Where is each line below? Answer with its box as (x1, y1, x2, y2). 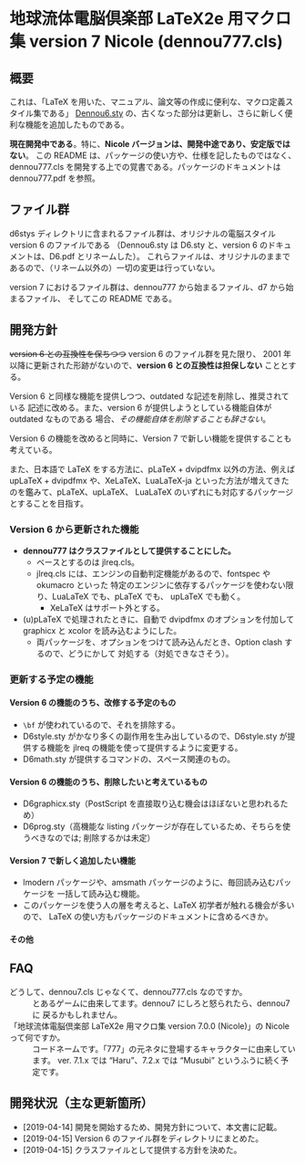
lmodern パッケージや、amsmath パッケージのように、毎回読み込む (22, 877, 276, 888)
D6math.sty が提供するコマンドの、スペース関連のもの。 (22, 754, 235, 765)
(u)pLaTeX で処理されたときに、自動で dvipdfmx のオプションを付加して (22, 613, 295, 624)
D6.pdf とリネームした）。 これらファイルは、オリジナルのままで (48, 250, 291, 261)
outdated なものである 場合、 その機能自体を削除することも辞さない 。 (9, 413, 271, 425)
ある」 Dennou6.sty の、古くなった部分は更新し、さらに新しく (48, 108, 285, 119)
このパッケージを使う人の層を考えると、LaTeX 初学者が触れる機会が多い (22, 900, 295, 911)
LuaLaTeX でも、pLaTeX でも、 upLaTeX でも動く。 (52, 591, 246, 602)
